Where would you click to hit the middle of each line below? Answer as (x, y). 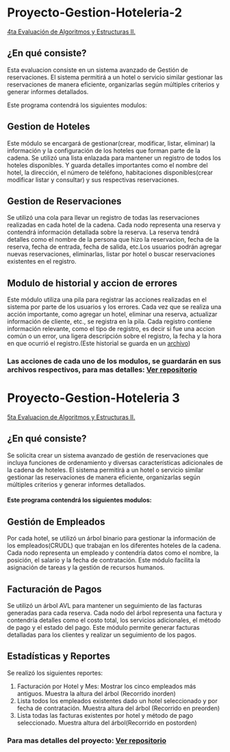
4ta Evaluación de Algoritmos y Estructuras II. (71, 32)
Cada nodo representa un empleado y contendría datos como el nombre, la (113, 553)
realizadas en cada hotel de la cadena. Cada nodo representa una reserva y (114, 225)
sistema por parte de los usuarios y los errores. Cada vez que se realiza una (114, 307)
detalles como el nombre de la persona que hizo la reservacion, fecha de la (113, 240)
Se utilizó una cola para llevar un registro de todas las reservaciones (103, 218)
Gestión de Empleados (56, 522)
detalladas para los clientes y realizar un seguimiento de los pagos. (102, 635)
